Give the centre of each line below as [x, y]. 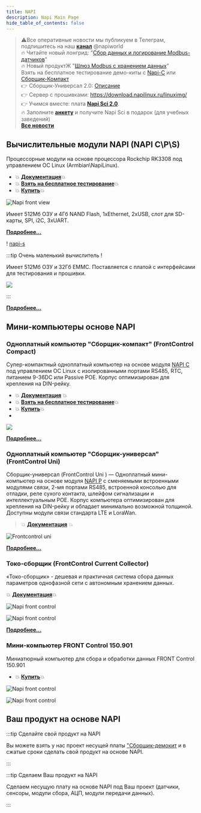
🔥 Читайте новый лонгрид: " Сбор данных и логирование [94, 53]
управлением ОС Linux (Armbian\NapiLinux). [63, 165]
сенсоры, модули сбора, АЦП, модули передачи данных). [80, 793]
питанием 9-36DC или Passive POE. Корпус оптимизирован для [88, 377]
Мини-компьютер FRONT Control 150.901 [70, 645]
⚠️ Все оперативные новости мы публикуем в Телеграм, [93, 40]
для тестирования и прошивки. [46, 273]
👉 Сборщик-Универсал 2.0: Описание [70, 86]
